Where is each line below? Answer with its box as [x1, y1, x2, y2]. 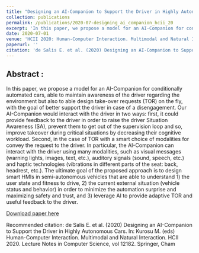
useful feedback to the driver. [6, 198, 78, 205]
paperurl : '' [6, 42, 38, 48]
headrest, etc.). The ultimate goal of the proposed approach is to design [6, 166, 182, 174]
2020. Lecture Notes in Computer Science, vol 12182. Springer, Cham [6, 240, 176, 247]
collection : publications [6, 14, 70, 20]
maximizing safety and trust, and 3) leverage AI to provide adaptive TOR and [6, 192, 192, 199]
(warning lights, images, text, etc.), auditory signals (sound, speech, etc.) [6, 154, 185, 161]
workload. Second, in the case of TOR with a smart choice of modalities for [6, 135, 190, 142]
